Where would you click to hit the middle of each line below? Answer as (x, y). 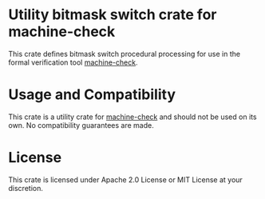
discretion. (26, 188)
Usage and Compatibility (92, 95)
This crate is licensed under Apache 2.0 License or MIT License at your (126, 179)
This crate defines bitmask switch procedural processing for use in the (125, 54)
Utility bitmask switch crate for (113, 15)
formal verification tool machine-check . (73, 62)
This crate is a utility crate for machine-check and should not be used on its (132, 117)
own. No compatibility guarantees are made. (81, 125)
